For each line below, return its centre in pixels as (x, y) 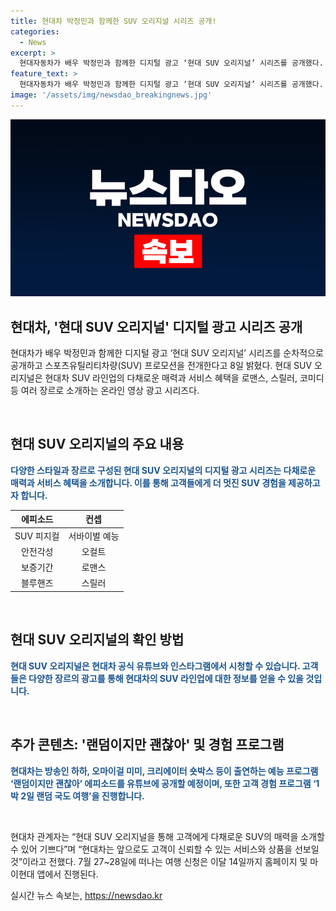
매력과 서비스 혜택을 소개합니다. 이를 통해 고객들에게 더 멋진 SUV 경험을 (148, 482)
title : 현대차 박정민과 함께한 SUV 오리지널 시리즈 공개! (113, 21)
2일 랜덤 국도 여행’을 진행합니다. (82, 796)
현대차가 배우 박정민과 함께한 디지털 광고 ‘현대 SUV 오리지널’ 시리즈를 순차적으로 (167, 353)
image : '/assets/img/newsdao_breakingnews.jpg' (111, 95)
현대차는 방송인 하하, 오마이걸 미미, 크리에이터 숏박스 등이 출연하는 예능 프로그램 (164, 771)
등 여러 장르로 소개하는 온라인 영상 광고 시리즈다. (105, 391)
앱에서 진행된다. (67, 874)
